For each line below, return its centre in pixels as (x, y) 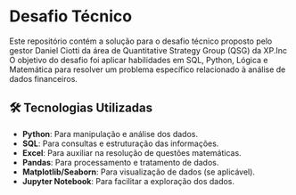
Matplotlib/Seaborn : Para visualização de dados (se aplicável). (139, 172)
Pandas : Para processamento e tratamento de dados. (120, 162)
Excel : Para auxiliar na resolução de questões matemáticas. (132, 152)
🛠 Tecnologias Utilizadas (81, 108)
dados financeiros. (44, 78)
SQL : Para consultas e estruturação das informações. (120, 143)
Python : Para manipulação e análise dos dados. (110, 134)
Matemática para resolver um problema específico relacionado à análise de (148, 69)
